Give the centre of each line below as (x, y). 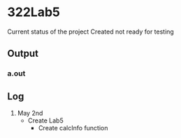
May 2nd (30, 113)
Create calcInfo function (73, 128)
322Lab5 (34, 12)
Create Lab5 (46, 120)
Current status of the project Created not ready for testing (91, 32)
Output (23, 54)
